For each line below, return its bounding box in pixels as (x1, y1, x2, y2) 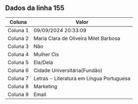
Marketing (33, 83, 58, 90)
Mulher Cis (33, 51, 59, 58)
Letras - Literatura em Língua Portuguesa (33, 75, 131, 82)
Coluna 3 (7, 43, 29, 50)
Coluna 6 (7, 67, 29, 73)
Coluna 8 (7, 83, 29, 90)
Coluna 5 (7, 59, 29, 66)
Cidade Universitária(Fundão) (33, 67, 103, 73)
